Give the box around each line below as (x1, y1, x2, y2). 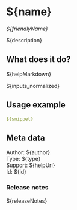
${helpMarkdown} (6, 70, 52, 78)
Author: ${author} (6, 149, 51, 156)
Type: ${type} (6, 155, 41, 163)
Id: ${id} (6, 168, 27, 175)
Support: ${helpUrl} (6, 161, 55, 169)
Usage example (6, 100, 66, 110)
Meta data (6, 132, 45, 143)
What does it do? (6, 54, 71, 65)
